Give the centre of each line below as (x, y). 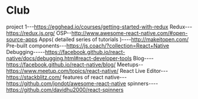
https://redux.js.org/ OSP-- (39, 33)
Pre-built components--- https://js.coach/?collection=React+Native (88, 46)
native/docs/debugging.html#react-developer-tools (69, 58)
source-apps (22, 39)
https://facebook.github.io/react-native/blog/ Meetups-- (75, 64)
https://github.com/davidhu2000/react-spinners (65, 90)
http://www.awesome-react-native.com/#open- (129, 33)
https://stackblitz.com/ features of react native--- (67, 77)
